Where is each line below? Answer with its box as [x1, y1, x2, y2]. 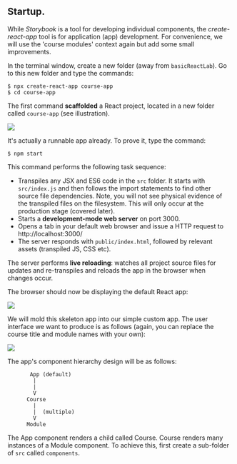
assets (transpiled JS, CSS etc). [17, 244, 111, 253]
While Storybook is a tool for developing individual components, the [7, 24, 207, 33]
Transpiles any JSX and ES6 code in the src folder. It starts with [17, 176, 206, 185]
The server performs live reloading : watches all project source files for [7, 258, 216, 267]
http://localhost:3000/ [17, 229, 83, 238]
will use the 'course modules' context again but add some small [7, 39, 195, 49]
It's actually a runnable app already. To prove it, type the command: [7, 136, 206, 145]
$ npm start [7, 150, 43, 157]
